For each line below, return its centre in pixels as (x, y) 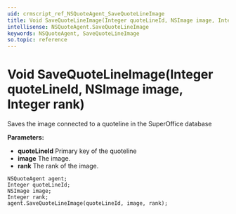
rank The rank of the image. (58, 166)
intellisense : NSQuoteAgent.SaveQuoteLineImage (78, 27)
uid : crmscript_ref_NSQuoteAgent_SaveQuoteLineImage (86, 14)
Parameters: (26, 138)
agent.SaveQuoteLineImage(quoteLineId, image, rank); (88, 203)
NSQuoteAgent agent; (38, 179)
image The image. (44, 159)
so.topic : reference (38, 40)
